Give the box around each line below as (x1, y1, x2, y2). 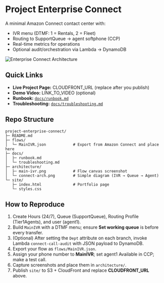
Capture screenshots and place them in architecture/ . (12, 262, 127, 268)
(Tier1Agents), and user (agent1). (12, 219, 81, 225)
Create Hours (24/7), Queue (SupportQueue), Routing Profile (12, 214, 139, 220)
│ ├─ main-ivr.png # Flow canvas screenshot (5, 168, 128, 173)
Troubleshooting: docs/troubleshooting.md (12, 100, 103, 107)
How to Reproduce (5, 200, 65, 208)
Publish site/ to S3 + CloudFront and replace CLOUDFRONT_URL (12, 267, 149, 273)
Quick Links (5, 71, 43, 80)
